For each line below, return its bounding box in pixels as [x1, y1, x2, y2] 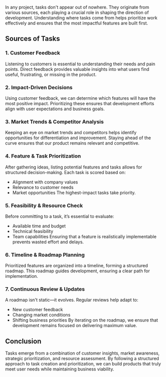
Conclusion [5, 337, 42, 346]
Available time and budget [12, 223, 66, 229]
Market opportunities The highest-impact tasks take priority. [12, 189, 136, 195]
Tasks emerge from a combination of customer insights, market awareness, [5, 350, 160, 356]
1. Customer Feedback [5, 49, 61, 56]
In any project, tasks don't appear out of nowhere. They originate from [5, 4, 149, 10]
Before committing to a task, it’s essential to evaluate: [5, 213, 114, 219]
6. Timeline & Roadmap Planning [5, 251, 85, 258]
